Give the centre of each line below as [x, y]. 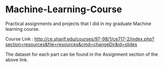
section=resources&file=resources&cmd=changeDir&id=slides [71, 44]
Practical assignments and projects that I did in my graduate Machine [78, 24]
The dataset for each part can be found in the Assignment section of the [81, 54]
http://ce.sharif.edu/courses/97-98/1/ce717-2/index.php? [94, 39]
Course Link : [19, 39]
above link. [17, 59]
